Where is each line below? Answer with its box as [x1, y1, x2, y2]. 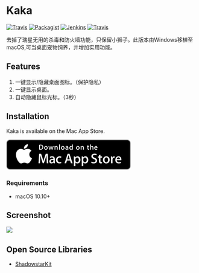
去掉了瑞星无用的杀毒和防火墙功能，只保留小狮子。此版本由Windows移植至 [6, 36, 194, 43]
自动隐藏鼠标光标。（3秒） [14, 93, 80, 100]
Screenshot [6, 210, 51, 220]
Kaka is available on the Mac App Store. [6, 127, 106, 135]
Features [6, 62, 40, 72]
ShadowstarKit [14, 260, 52, 268]
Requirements [6, 179, 49, 187]
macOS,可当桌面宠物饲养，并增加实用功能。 [6, 43, 116, 51]
